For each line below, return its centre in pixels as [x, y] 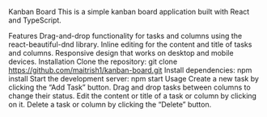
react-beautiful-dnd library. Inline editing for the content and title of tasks [130, 44]
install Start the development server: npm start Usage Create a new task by [133, 79]
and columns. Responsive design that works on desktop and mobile [121, 53]
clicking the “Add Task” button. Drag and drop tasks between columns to [129, 87]
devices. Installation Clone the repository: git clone [93, 61]
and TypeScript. [35, 20]
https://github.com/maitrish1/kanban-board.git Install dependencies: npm [130, 70]
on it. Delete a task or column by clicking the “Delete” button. [110, 104]
